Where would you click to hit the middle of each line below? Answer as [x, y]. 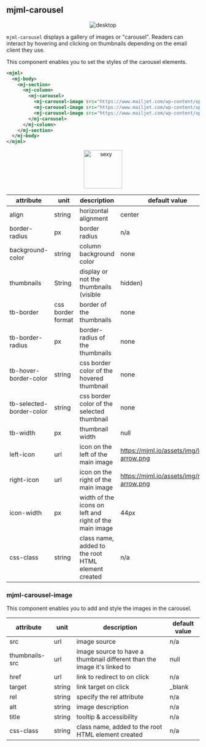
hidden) [132, 283]
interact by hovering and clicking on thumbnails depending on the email [97, 43]
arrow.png [135, 459]
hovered [91, 379]
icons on [92, 505]
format [64, 320]
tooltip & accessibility [107, 717]
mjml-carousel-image [40, 595]
